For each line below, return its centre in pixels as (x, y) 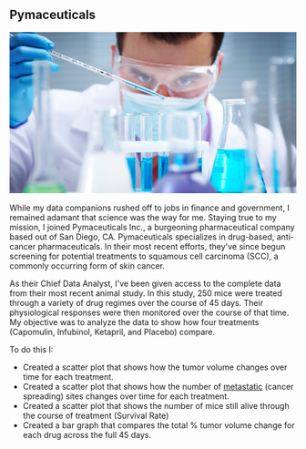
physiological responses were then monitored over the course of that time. (149, 312)
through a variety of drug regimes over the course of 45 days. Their (137, 303)
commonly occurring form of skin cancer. (87, 266)
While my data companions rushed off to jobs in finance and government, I (149, 208)
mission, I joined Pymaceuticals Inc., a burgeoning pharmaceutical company (152, 228)
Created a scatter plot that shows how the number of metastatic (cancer (158, 387)
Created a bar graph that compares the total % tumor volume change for (159, 425)
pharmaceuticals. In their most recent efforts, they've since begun (162, 247)
